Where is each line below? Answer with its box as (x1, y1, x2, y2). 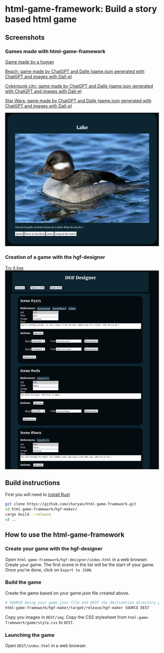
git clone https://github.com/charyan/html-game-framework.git (5, 502, 137, 506)
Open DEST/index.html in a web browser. (5, 642, 87, 648)
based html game (5, 14, 77, 25)
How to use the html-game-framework (5, 531, 125, 539)
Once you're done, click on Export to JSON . (5, 567, 93, 572)
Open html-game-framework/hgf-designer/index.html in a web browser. (5, 556, 148, 562)
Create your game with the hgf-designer (5, 546, 103, 552)
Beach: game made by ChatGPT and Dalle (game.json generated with (5, 68, 145, 74)
